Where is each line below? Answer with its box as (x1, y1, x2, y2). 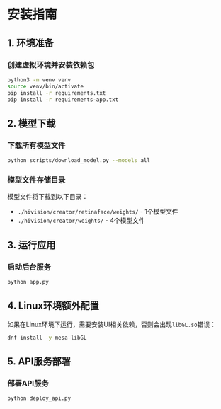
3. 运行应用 (7, 238, 56, 251)
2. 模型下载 (7, 117, 56, 129)
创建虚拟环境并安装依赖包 (7, 59, 95, 69)
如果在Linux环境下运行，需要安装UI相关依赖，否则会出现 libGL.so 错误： (7, 320, 216, 328)
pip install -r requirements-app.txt (7, 96, 119, 103)
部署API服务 (7, 378, 49, 388)
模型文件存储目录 (7, 175, 66, 185)
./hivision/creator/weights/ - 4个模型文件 (17, 217, 145, 225)
